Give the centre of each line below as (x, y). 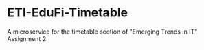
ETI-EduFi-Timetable (68, 13)
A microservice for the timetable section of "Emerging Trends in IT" (102, 32)
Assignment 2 (27, 38)
